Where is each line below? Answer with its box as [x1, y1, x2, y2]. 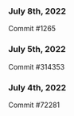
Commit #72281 [8, 100, 60, 110]
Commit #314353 [8, 62, 65, 71]
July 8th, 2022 [8, 6, 66, 17]
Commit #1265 [8, 24, 56, 34]
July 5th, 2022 [8, 44, 66, 55]
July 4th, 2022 [8, 82, 67, 93]
